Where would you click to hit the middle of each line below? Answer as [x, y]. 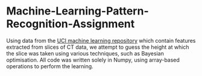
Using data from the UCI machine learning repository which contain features [101, 40]
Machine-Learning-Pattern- [77, 11]
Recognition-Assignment [71, 24]
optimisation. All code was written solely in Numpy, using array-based [93, 60]
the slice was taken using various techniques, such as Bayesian [85, 53]
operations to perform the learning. [50, 66]
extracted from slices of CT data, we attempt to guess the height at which [98, 47]
